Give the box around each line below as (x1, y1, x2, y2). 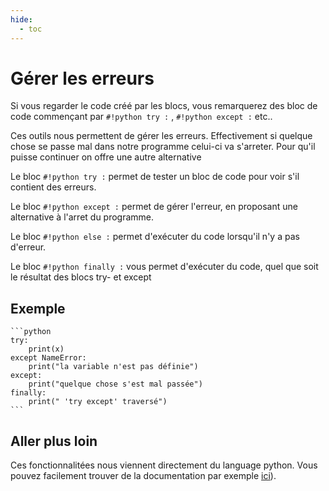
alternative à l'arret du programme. (10, 211, 155, 223)
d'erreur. (10, 241, 47, 253)
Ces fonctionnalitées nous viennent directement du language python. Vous (10, 459, 318, 471)
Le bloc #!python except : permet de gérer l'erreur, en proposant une (10, 201, 298, 213)
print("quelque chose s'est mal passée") (28, 379, 203, 390)
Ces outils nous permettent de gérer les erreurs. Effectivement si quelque (10, 130, 313, 142)
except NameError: (10, 353, 87, 363)
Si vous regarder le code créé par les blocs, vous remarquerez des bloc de (10, 100, 318, 112)
